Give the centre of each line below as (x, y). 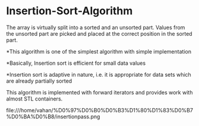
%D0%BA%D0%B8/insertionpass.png (53, 116)
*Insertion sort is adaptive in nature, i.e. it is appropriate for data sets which (99, 74)
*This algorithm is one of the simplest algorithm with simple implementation (99, 51)
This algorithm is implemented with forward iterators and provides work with (99, 92)
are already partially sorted (39, 81)
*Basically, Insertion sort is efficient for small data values (76, 63)
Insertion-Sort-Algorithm (70, 11)
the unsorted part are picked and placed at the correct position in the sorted (99, 33)
